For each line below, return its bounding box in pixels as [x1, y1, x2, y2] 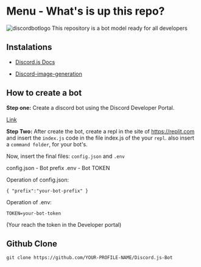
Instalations [6, 42, 52, 52]
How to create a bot [6, 88, 82, 98]
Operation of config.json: [6, 176, 69, 183]
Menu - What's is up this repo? [6, 4, 165, 18]
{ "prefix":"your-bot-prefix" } [6, 188, 88, 194]
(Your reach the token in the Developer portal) [6, 221, 122, 228]
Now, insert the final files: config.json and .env [6, 152, 125, 160]
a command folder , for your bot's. [6, 140, 88, 148]
